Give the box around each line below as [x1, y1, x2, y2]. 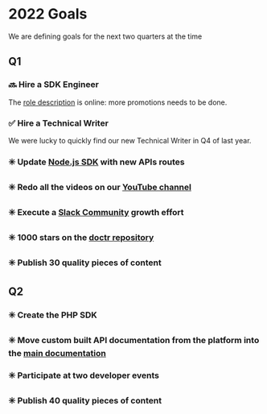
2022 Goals [8, 5, 88, 23]
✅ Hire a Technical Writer [8, 118, 109, 129]
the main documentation [8, 347, 106, 358]
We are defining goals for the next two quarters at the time [8, 31, 203, 41]
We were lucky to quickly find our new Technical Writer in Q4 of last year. [8, 135, 252, 145]
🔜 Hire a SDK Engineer [8, 79, 99, 90]
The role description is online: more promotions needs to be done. [8, 97, 228, 107]
